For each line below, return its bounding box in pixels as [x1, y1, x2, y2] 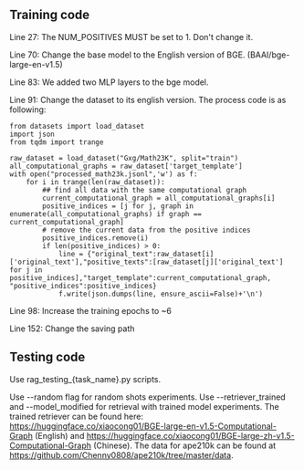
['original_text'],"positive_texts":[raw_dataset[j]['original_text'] [9, 257, 284, 266]
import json [9, 130, 55, 139]
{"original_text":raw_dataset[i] [87, 249, 215, 258]
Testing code [9, 350, 86, 365]
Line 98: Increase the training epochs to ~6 [9, 305, 172, 316]
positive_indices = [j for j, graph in [42, 201, 194, 211]
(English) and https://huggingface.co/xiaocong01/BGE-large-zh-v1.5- [35, 430, 295, 441]
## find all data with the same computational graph [42, 185, 247, 194]
